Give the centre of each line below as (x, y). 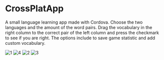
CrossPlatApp (34, 9)
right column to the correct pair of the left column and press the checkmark (82, 32)
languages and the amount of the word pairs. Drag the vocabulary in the (79, 27)
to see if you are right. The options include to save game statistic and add (80, 38)
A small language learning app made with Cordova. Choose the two (74, 22)
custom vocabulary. (25, 43)
